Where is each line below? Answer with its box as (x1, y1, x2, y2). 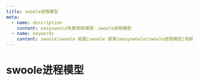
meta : (6, 14, 20, 20)
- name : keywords (11, 31, 54, 37)
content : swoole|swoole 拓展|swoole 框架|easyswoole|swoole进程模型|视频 (17, 36, 194, 42)
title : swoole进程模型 (6, 8, 59, 15)
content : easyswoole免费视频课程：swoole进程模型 (17, 25, 132, 31)
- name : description (11, 20, 62, 25)
